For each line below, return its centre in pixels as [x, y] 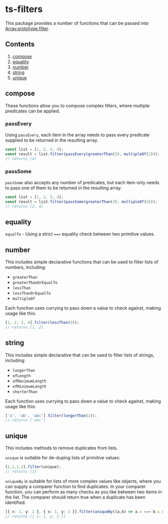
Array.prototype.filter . [27, 28]
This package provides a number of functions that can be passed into [77, 23]
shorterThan [25, 392]
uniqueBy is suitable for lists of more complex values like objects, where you [83, 481]
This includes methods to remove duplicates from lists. [62, 448]
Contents [20, 44]
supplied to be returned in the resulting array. [52, 140]
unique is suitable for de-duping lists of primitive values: [63, 458]
